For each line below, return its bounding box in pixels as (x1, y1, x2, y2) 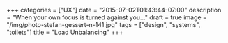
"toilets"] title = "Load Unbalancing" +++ (6, 28, 123, 36)
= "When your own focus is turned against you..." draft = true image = (6, 13, 207, 21)
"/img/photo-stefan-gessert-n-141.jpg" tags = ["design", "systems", (6, 21, 201, 28)
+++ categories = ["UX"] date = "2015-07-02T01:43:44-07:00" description (6, 6, 222, 14)
